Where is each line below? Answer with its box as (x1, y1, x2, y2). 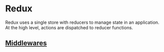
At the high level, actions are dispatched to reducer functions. (5, 24, 133, 30)
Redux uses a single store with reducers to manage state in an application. (5, 19, 159, 25)
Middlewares (5, 39, 47, 48)
